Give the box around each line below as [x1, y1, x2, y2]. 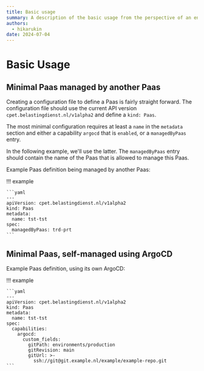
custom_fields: [22, 336, 61, 342]
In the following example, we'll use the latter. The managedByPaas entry [6, 147, 180, 155]
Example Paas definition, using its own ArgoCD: [6, 264, 126, 272]
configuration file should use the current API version [6, 105, 137, 112]
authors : [6, 20, 29, 26]
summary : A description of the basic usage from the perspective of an [6, 15, 191, 21]
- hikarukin [12, 26, 42, 32]
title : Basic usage [6, 9, 56, 15]
